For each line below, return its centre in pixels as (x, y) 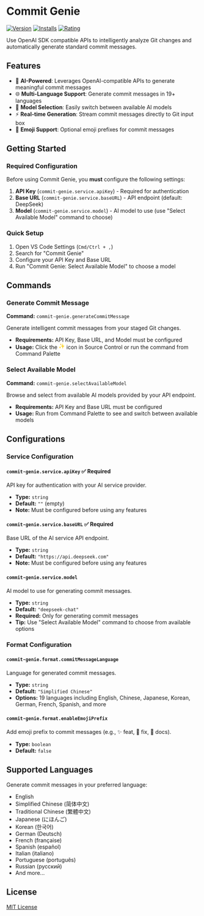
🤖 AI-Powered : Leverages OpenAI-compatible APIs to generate (95, 80)
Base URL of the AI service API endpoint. (58, 538)
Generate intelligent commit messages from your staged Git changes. (94, 328)
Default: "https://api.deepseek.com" (62, 557)
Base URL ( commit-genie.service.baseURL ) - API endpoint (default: (99, 198)
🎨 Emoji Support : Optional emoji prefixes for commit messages (95, 129)
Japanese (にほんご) (41, 819)
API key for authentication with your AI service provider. (76, 485)
